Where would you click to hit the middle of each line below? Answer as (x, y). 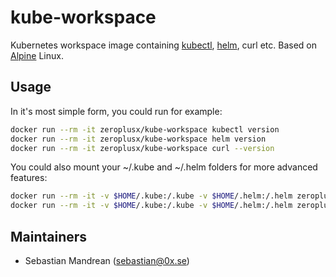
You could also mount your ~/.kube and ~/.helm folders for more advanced (164, 167)
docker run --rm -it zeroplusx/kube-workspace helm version (138, 139)
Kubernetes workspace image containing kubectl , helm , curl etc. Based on (164, 45)
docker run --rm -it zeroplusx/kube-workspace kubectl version (145, 129)
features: (29, 178)
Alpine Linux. (37, 55)
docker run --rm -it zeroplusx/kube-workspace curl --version (142, 148)
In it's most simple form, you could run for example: (116, 111)
